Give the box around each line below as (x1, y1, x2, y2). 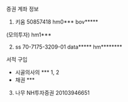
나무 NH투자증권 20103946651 (15, 89, 90, 96)
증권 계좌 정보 (6, 5, 39, 12)
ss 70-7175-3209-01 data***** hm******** (15, 43, 123, 50)
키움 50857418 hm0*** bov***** (15, 18, 98, 25)
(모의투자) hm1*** (6, 31, 52, 38)
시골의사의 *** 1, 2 (15, 69, 59, 76)
